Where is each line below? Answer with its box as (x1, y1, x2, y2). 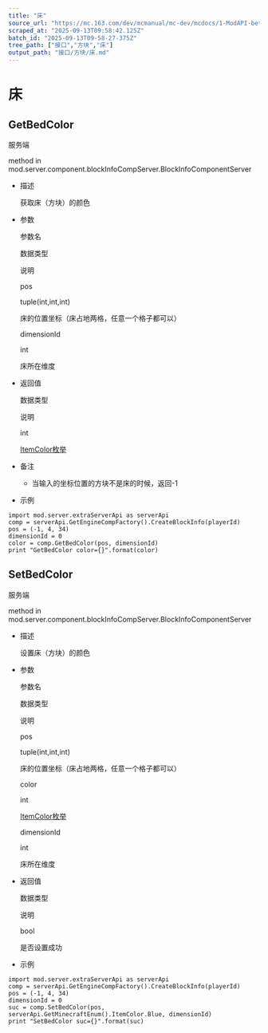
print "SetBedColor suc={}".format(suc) (8, 1017, 145, 1025)
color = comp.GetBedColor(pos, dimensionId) (8, 539, 159, 547)
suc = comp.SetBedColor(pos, (8, 1003, 105, 1011)
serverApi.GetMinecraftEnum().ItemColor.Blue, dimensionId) (8, 1010, 213, 1018)
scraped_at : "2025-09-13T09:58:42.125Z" (8, 26, 145, 34)
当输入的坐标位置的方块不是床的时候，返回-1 (31, 479, 178, 487)
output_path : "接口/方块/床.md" (8, 49, 110, 57)
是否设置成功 (19, 942, 62, 952)
